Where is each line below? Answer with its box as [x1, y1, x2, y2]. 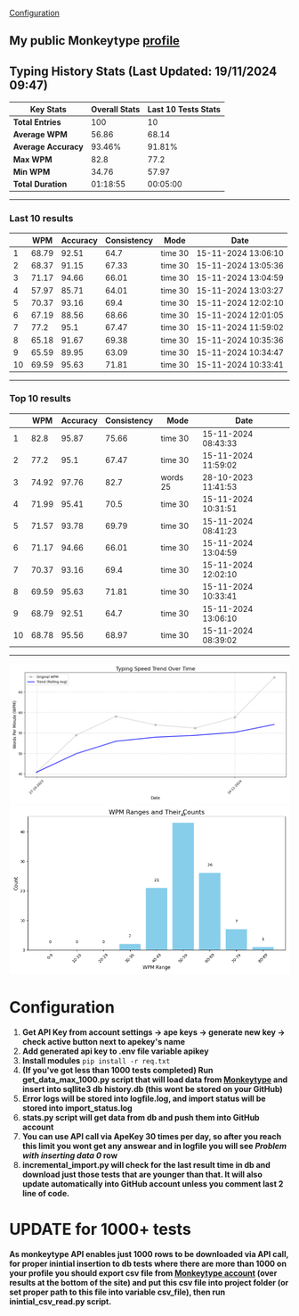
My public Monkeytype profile [9, 33, 181, 48]
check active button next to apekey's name [21, 1036, 185, 1047]
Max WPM [12, 153, 53, 164]
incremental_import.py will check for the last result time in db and [21, 1159, 271, 1170]
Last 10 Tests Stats [147, 103, 221, 114]
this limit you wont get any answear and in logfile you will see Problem [21, 1140, 287, 1151]
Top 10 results [9, 393, 71, 405]
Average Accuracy [12, 142, 84, 153]
